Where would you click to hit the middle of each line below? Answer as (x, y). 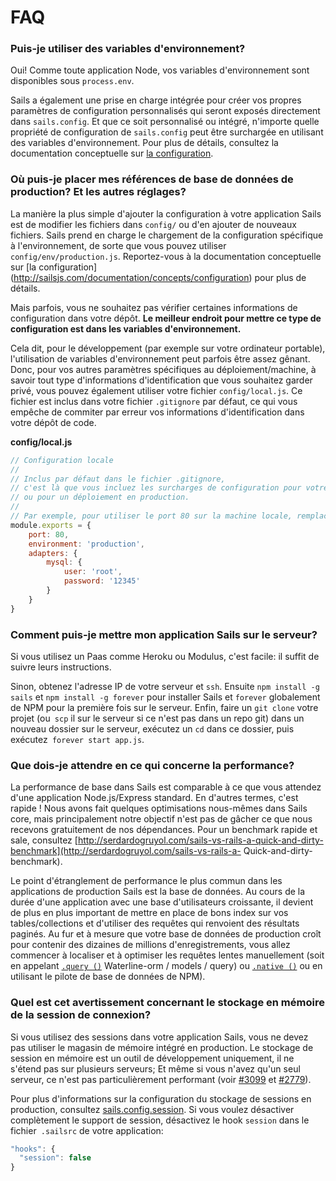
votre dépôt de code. (53, 422)
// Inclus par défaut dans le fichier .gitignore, (118, 479)
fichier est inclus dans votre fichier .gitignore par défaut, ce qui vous (154, 401)
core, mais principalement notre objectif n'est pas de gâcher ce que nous (161, 819)
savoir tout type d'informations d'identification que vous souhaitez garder (161, 380)
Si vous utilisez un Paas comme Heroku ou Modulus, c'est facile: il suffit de (165, 656)
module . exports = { (51, 525)
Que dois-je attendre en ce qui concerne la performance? (152, 765)
